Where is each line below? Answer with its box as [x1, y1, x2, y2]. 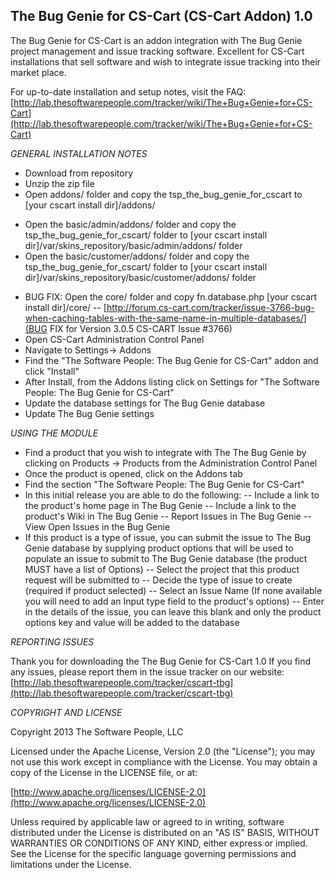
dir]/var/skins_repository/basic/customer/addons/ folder [24, 271, 257, 283]
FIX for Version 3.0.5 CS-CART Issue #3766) [49, 322, 233, 334]
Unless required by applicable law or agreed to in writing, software [10, 815, 285, 828]
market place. [10, 66, 67, 78]
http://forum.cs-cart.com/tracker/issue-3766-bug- [106, 301, 315, 313]
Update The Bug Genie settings [24, 407, 155, 419]
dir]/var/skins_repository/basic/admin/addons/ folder [24, 239, 243, 251]
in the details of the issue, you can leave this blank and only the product [24, 605, 322, 618]
